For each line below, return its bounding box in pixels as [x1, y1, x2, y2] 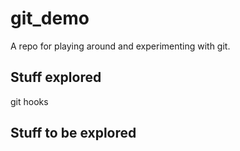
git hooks [10, 95, 49, 107]
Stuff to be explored [10, 125, 137, 142]
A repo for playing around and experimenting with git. [10, 40, 231, 52]
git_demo [10, 7, 90, 30]
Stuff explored [10, 69, 102, 86]
